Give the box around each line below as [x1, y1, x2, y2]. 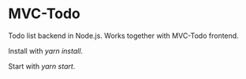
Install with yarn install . [8, 46, 84, 55]
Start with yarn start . [8, 61, 76, 71]
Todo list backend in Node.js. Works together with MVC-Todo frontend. [8, 31, 239, 40]
